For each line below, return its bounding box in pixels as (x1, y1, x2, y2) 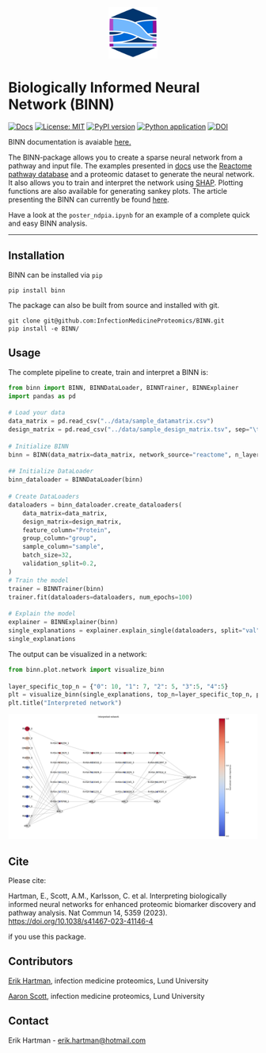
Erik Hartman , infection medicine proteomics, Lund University (8, 976, 209, 985)
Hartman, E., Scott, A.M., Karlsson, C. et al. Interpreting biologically (8, 891, 227, 901)
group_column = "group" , (22, 534, 97, 542)
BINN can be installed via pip (8, 270, 103, 280)
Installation (8, 249, 65, 263)
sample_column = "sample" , (22, 543, 104, 551)
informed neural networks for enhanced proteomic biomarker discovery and (8, 899, 256, 908)
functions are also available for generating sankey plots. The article (8, 187, 228, 196)
